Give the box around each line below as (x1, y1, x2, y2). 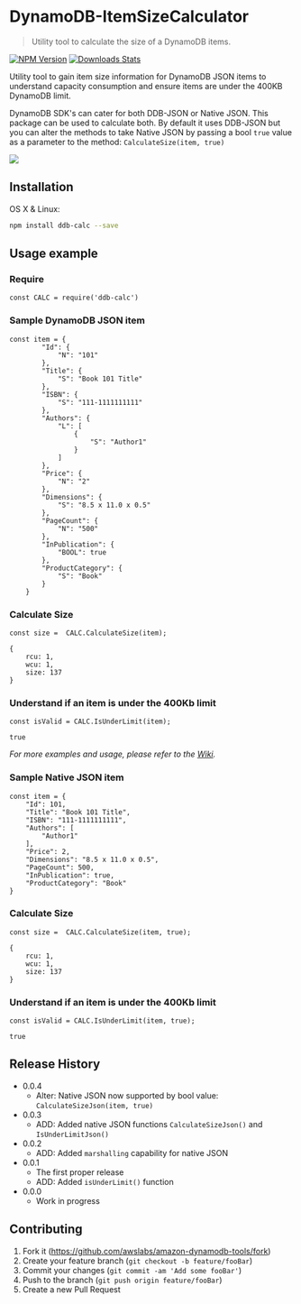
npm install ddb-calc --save (9, 221, 119, 230)
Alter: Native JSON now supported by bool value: (35, 1089, 219, 1101)
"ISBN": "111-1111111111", (25, 815, 127, 824)
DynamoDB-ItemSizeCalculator (9, 6, 250, 27)
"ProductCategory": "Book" (25, 878, 127, 887)
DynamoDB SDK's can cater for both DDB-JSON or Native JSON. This (9, 107, 269, 118)
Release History (9, 1057, 101, 1072)
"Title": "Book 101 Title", (25, 807, 131, 817)
